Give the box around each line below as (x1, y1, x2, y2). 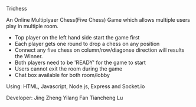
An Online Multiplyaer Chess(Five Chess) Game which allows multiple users (6, 16, 191, 23)
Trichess (6, 5, 28, 12)
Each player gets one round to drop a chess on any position (14, 41, 160, 47)
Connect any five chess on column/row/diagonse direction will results (14, 46, 185, 53)
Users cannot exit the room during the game (14, 65, 123, 72)
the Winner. (14, 53, 43, 59)
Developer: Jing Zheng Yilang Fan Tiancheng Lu (6, 94, 123, 101)
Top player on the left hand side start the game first (14, 34, 140, 41)
